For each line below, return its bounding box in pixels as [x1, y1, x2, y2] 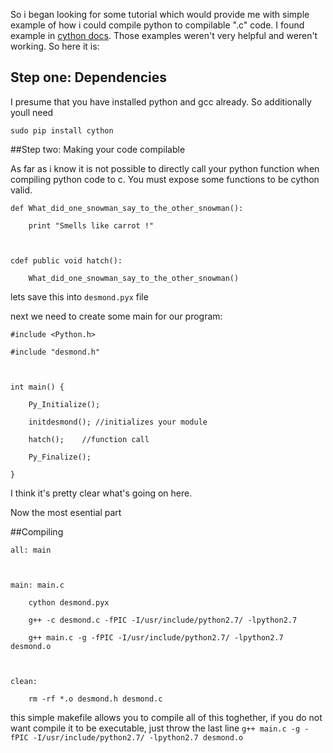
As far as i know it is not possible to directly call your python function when [10, 162, 320, 174]
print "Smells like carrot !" [28, 220, 155, 231]
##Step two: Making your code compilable [10, 143, 186, 155]
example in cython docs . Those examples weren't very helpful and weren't [10, 30, 318, 41]
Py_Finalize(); [28, 452, 92, 462]
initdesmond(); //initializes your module [28, 417, 208, 427]
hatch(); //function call [28, 434, 150, 444]
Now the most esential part [10, 506, 122, 518]
